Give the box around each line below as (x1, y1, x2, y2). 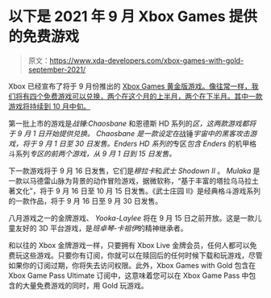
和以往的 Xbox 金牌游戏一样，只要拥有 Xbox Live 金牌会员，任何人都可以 (8, 240, 250, 250)
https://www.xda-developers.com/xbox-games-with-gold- (49, 56, 244, 65)
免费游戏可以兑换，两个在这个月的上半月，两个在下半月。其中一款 (43, 91, 263, 101)
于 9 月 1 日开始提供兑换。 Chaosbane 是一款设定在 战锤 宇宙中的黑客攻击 (8, 128, 250, 138)
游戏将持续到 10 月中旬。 (8, 101, 91, 111)
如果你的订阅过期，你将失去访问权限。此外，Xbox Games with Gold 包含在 (8, 260, 256, 270)
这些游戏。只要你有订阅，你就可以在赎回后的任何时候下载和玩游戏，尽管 (22, 250, 263, 260)
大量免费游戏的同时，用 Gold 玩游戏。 (22, 280, 148, 290)
